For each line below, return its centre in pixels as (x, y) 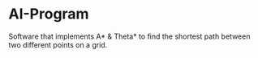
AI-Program (49, 14)
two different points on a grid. (58, 44)
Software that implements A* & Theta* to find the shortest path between (129, 36)
